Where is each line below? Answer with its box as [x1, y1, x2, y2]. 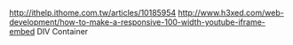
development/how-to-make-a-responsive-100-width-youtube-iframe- [9, 17, 266, 27]
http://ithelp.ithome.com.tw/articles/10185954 [9, 8, 177, 18]
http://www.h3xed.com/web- [178, 8, 284, 18]
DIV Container [36, 26, 89, 36]
